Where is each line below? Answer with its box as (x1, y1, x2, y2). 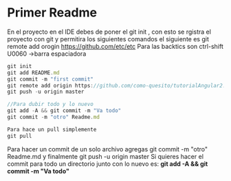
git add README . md (7, 69, 60, 76)
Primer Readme (7, 5, 98, 21)
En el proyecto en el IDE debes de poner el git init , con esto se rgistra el (7, 28, 212, 36)
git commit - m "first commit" (7, 76, 94, 83)
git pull (7, 132, 32, 139)
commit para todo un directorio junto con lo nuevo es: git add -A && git (7, 160, 208, 168)
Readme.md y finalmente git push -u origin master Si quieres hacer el (7, 152, 204, 160)
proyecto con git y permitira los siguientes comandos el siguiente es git (7, 34, 210, 43)
